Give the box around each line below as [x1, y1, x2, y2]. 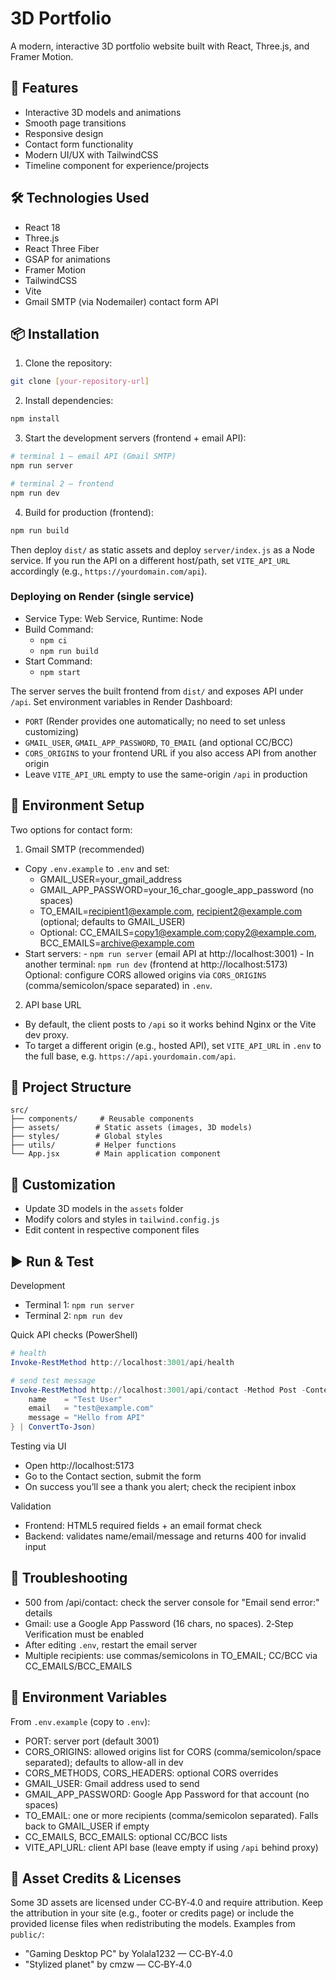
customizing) [24, 725, 80, 737]
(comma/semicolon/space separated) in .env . [24, 979, 213, 991]
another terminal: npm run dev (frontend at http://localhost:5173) [24, 958, 288, 970]
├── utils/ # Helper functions [10, 1140, 177, 1151]
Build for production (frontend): [24, 506, 154, 518]
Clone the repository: [24, 357, 113, 369]
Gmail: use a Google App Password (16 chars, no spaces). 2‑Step [24, 1617, 294, 1629]
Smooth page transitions [24, 117, 127, 129]
